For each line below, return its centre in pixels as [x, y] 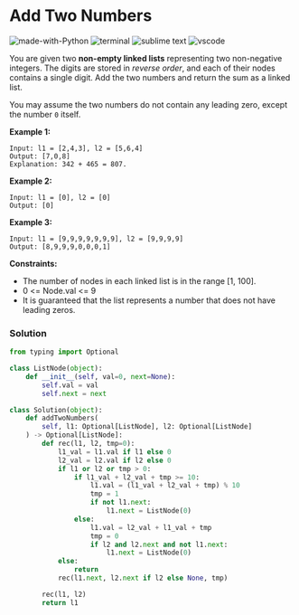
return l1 [60, 602]
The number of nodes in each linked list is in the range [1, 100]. [139, 280]
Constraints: [33, 263]
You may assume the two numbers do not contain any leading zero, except [148, 104]
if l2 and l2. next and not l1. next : [159, 544]
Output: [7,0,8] [40, 156]
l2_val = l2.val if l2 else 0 [114, 460]
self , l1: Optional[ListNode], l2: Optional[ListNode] [147, 427]
